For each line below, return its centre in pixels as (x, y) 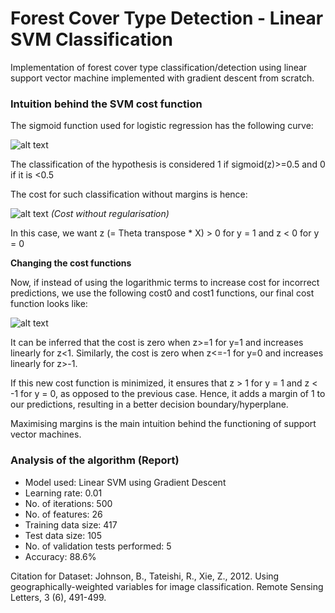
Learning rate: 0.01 (63, 493)
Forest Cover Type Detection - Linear (167, 18)
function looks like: (49, 304)
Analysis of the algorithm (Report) (95, 460)
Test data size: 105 (63, 535)
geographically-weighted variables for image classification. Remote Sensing (167, 586)
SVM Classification (91, 39)
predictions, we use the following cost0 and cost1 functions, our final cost (162, 293)
